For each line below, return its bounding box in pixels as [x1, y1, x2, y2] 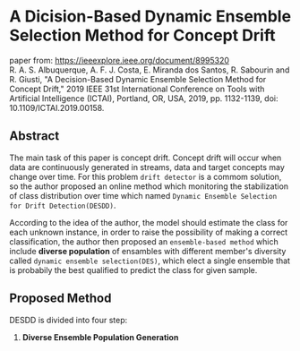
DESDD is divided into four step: [9, 314, 128, 325]
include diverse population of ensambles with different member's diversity [9, 245, 287, 256]
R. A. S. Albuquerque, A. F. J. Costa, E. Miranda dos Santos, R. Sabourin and [9, 64, 290, 75]
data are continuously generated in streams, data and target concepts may [9, 161, 285, 172]
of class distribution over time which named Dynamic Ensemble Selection [9, 190, 278, 201]
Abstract [9, 128, 60, 144]
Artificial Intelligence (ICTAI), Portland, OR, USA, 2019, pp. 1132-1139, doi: [9, 92, 279, 104]
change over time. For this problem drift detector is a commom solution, [9, 171, 282, 182]
